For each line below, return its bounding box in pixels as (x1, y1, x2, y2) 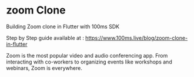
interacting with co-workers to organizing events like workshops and (6, 58, 172, 65)
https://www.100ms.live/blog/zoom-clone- (85, 34, 188, 41)
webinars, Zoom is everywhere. (6, 64, 82, 71)
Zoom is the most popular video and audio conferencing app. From (6, 52, 168, 59)
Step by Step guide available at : (6, 34, 84, 41)
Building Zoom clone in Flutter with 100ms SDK (6, 23, 119, 30)
